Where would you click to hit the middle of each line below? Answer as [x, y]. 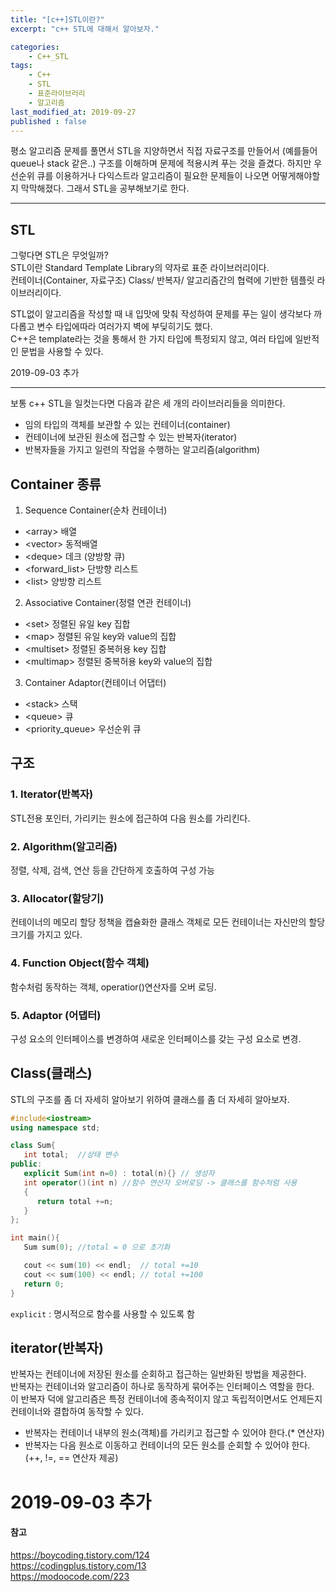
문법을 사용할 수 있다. [62, 352]
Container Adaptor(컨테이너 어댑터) [95, 682]
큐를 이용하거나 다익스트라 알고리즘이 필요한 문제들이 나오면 [153, 176]
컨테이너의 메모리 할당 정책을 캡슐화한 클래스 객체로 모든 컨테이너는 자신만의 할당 [168, 922]
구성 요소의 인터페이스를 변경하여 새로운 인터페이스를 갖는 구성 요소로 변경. [156, 1038]
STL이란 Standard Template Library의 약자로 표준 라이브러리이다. [140, 268]
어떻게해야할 [296, 176]
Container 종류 [56, 484]
